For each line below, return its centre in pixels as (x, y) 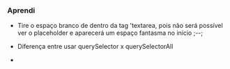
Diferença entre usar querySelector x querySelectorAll (95, 47)
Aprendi (21, 10)
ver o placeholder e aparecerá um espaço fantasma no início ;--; (110, 33)
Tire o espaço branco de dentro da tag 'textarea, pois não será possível (120, 26)
